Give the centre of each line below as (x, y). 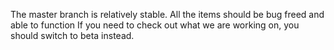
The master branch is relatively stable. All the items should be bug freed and (167, 14)
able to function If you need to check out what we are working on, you (155, 25)
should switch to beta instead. (72, 35)
